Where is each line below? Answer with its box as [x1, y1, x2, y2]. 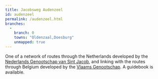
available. [5, 69, 25, 75]
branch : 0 [14, 30, 35, 35]
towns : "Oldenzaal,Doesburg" [14, 35, 74, 40]
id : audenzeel [5, 12, 35, 17]
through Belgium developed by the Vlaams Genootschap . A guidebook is [5, 64, 154, 70]
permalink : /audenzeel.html [5, 16, 63, 21]
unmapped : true [14, 40, 46, 45]
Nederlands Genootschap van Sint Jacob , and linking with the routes [5, 58, 146, 65]
